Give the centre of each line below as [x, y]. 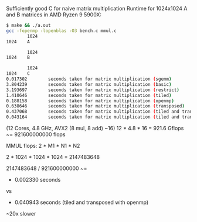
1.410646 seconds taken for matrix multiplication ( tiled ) [89, 95]
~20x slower [21, 214]
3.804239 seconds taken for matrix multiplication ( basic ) [89, 84]
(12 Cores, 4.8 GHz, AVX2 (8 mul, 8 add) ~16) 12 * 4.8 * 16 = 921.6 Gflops [95, 128]
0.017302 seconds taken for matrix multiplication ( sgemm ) [89, 79]
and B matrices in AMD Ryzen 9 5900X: [54, 15]
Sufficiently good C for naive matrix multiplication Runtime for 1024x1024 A [97, 8]
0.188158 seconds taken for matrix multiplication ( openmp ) [90, 101]
